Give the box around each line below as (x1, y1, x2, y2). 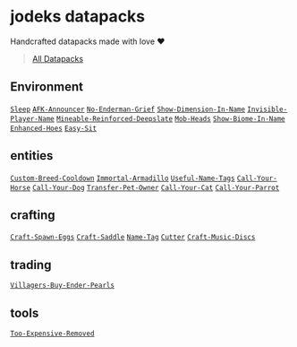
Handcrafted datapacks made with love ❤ (10, 36, 165, 47)
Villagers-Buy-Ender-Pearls (10, 281, 115, 291)
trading (10, 257, 52, 273)
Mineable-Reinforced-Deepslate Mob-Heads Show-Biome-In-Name (55, 114, 285, 123)
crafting (10, 207, 56, 222)
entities (10, 148, 54, 163)
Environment (10, 79, 84, 95)
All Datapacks (31, 53, 84, 64)
